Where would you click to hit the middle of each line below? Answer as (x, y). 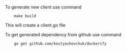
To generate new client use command (43, 7)
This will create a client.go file (35, 25)
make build (25, 16)
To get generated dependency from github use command (63, 35)
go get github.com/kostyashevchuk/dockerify (60, 44)
